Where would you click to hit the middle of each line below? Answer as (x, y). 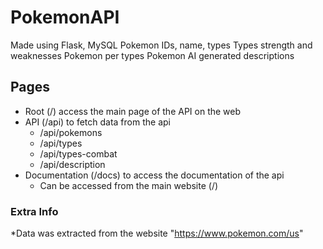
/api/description (72, 164)
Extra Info (34, 211)
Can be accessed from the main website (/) (129, 185)
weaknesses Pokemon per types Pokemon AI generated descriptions (152, 55)
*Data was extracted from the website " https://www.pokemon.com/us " (157, 233)
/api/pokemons (71, 132)
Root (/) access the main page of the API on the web (133, 111)
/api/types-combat (78, 153)
